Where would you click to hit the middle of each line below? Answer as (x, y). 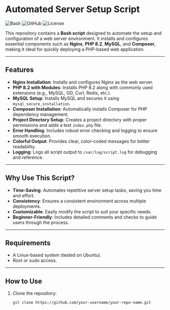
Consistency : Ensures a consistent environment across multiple (79, 201)
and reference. (28, 157)
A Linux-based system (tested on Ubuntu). (57, 255)
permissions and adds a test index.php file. (57, 125)
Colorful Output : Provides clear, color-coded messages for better (81, 141)
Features (19, 70)
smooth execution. (32, 136)
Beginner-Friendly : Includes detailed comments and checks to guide (84, 217)
